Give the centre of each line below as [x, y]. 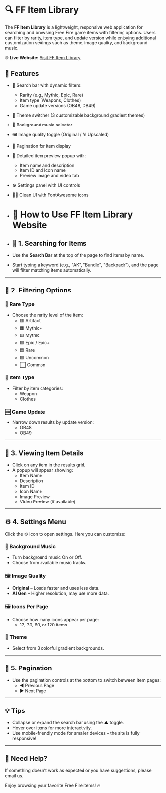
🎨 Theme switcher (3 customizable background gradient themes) [79, 115]
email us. [14, 776]
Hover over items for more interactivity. [52, 728]
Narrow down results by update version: [53, 422]
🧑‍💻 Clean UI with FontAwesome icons [50, 195]
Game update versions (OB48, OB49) [58, 105]
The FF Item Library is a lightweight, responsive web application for [74, 27]
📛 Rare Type [20, 304]
